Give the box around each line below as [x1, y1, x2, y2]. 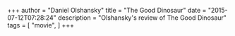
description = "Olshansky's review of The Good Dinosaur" [57, 13, 227, 22]
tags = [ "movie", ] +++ [7, 21, 74, 29]
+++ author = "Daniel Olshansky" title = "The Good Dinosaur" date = [7, 6, 207, 14]
